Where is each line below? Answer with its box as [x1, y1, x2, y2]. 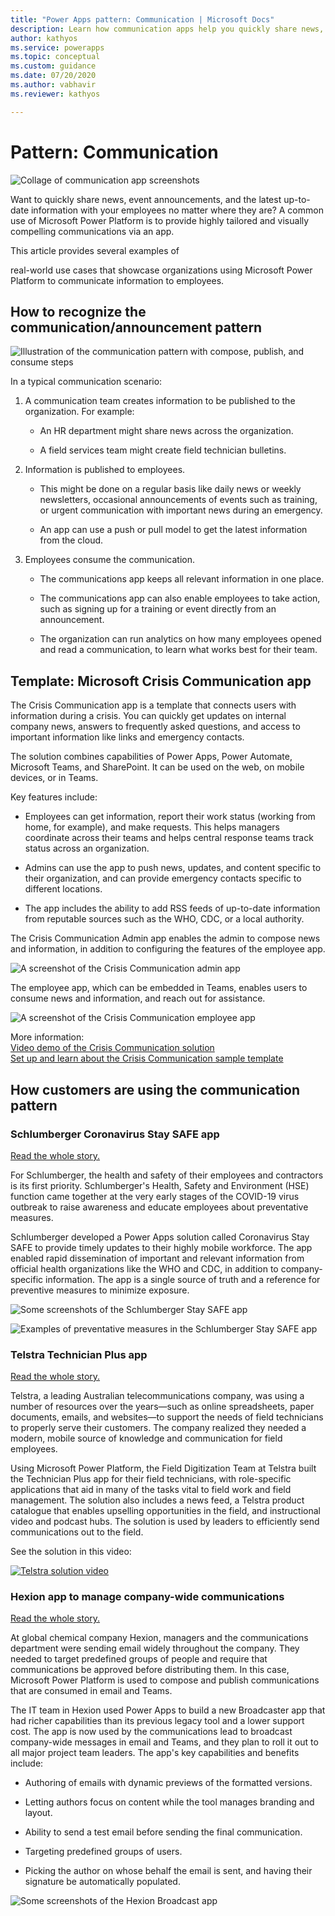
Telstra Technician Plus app [10, 1347, 148, 1361]
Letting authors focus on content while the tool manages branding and [24, 1796, 315, 1808]
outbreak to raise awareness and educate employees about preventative [10, 1201, 309, 1213]
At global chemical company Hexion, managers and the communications [10, 1632, 309, 1644]
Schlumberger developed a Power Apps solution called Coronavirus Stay [10, 1231, 310, 1243]
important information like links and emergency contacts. [10, 731, 245, 743]
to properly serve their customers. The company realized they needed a [10, 1422, 307, 1434]
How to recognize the [10, 303, 147, 320]
